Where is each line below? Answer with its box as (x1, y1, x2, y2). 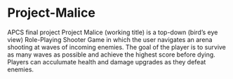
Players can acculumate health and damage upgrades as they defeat (7, 57, 206, 66)
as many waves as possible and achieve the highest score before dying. (7, 50, 215, 59)
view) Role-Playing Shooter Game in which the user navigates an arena (7, 35, 213, 43)
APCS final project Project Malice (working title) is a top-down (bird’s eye (7, 28, 218, 36)
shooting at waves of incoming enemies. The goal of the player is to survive (7, 43, 227, 51)
